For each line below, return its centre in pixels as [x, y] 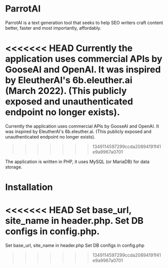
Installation [29, 187]
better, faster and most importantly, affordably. [53, 28]
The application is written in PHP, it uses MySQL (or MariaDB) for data [77, 162]
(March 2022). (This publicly [66, 91]
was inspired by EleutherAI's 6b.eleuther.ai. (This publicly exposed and [78, 131]
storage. [14, 167]
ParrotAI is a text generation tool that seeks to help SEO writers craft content [84, 23]
